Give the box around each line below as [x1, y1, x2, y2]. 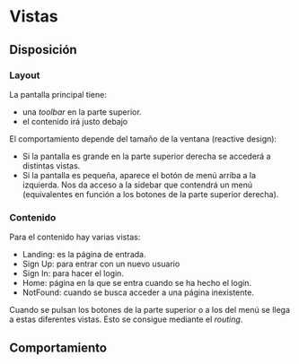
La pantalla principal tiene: [9, 89, 108, 100]
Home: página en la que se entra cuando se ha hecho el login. [22, 278, 252, 289]
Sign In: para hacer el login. [22, 268, 124, 279]
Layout [9, 69, 40, 82]
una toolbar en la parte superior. [22, 106, 142, 117]
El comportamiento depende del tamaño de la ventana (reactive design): [9, 133, 277, 144]
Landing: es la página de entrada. [22, 249, 146, 260]
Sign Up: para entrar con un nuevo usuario [22, 258, 180, 270]
